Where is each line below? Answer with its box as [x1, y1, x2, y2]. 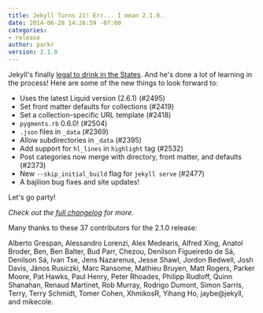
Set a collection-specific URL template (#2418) [19, 110, 172, 119]
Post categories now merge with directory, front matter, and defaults [19, 152, 243, 162]
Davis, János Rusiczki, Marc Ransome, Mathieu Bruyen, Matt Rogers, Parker [8, 263, 255, 273]
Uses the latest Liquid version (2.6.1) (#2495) [19, 94, 165, 102]
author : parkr [8, 41, 55, 49]
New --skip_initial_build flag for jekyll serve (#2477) [19, 169, 205, 178]
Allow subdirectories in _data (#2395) [19, 136, 142, 144]
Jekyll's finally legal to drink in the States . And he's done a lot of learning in [8, 70, 253, 79]
